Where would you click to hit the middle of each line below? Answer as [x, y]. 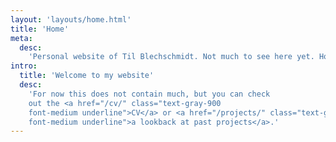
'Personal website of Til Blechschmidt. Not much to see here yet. [171, 57]
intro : [24, 66]
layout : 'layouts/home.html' [71, 19]
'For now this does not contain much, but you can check [149, 94]
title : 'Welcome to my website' [87, 76]
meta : [21, 38]
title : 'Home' [40, 29]
